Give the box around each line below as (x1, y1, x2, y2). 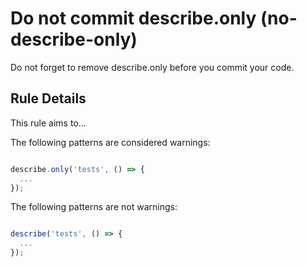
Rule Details (10, 90, 87, 107)
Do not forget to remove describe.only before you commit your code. (10, 61, 295, 73)
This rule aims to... (10, 117, 87, 129)
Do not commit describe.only (10, 7, 257, 30)
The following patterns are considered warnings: (10, 136, 211, 148)
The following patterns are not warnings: (10, 201, 178, 213)
